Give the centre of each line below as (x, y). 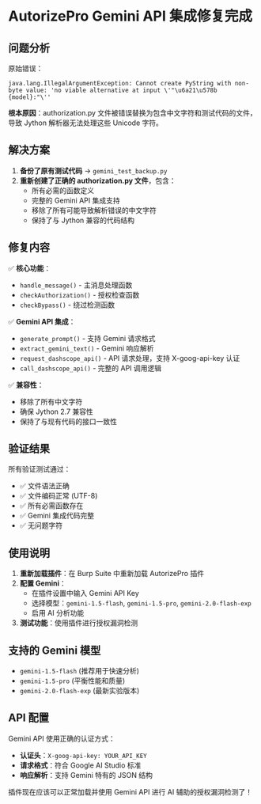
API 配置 (29, 718)
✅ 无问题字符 (41, 525)
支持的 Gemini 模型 (55, 650)
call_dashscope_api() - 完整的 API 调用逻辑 (91, 368)
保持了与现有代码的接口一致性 (68, 421)
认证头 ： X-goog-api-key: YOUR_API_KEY (83, 755)
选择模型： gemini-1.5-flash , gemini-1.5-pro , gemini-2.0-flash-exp (141, 603)
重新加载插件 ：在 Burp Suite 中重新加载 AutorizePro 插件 (112, 574)
